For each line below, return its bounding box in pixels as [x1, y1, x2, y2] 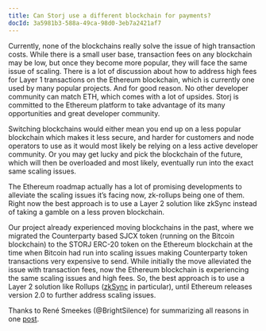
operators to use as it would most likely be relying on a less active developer [8, 141, 258, 150]
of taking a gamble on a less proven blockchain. [8, 207, 165, 216]
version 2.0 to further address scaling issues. [8, 290, 156, 299]
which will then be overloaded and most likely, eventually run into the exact [8, 158, 254, 167]
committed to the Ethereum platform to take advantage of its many [8, 100, 226, 110]
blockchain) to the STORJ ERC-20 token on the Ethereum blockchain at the [8, 239, 253, 249]
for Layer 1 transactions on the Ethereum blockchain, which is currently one [8, 75, 255, 84]
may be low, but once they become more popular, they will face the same [8, 57, 248, 68]
